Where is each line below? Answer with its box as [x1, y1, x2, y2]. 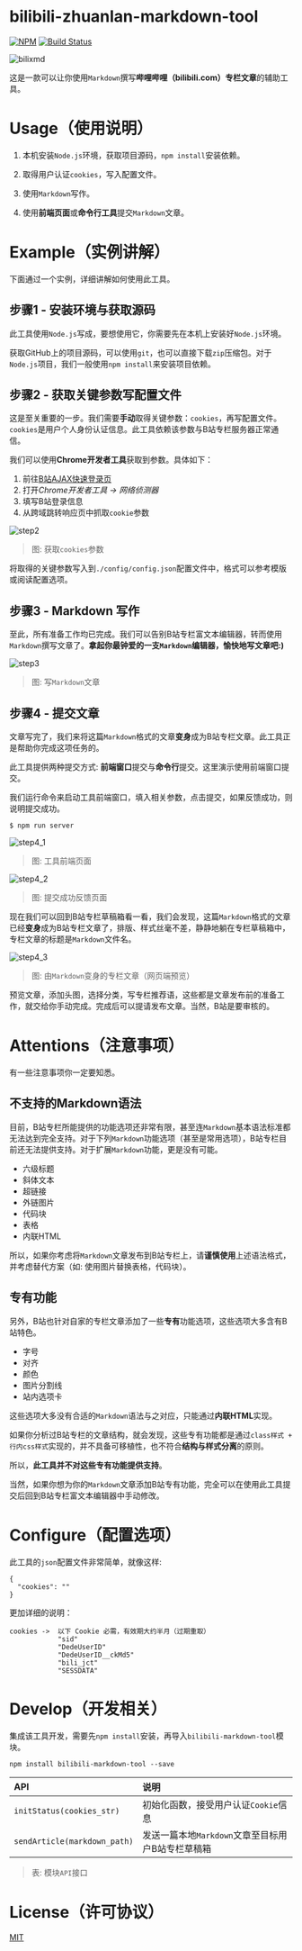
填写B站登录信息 [22, 496, 84, 507]
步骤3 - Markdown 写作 [9, 603, 140, 619]
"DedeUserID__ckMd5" [57, 1650, 135, 1659]
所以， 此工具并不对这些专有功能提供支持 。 [9, 1459, 167, 1470]
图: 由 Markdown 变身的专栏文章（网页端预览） [31, 971, 195, 981]
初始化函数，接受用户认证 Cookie [142, 1798, 279, 1811]
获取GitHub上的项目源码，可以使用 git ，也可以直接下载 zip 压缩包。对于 [9, 347, 272, 357]
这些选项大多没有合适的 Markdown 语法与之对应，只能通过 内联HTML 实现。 [9, 1410, 278, 1421]
